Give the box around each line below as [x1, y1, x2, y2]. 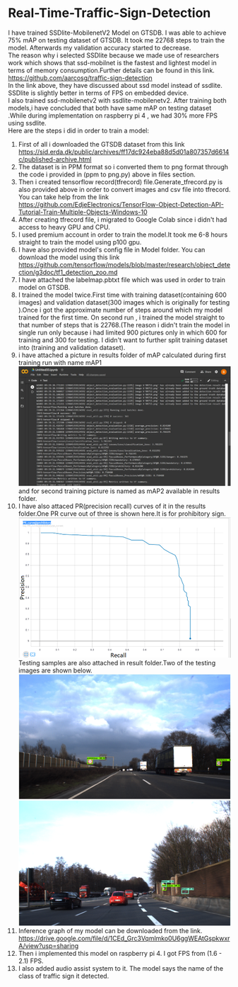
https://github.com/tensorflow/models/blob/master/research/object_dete [18, 260, 231, 269]
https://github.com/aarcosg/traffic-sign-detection [8, 73, 153, 82]
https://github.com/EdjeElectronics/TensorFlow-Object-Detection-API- [18, 200, 225, 208]
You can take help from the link [18, 193, 109, 201]
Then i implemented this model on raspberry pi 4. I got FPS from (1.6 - [18, 949, 222, 957]
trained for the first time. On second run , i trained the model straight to [18, 313, 225, 322]
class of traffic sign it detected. [18, 971, 109, 980]
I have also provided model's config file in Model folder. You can [18, 245, 206, 254]
